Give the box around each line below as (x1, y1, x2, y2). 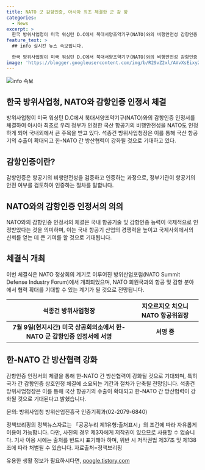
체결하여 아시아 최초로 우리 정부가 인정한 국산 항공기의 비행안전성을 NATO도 (6, 121, 187, 129)
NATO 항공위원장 (141, 311, 189, 319)
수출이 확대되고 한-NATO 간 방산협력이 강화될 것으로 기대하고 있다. (17, 137, 176, 144)
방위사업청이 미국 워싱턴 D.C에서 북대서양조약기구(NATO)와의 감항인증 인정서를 (6, 114, 195, 121)
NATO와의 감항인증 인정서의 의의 (6, 201, 124, 211)
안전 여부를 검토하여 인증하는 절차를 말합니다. (6, 181, 114, 189)
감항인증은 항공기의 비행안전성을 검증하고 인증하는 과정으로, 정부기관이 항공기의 (6, 174, 196, 181)
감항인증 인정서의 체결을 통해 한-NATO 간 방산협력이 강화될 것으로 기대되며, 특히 (6, 372, 198, 379)
